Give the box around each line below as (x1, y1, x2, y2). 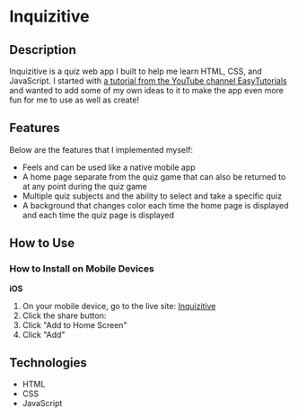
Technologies (9, 355, 88, 370)
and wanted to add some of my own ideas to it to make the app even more (9, 85, 285, 95)
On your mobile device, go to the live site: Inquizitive (22, 300, 216, 311)
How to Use (9, 235, 75, 251)
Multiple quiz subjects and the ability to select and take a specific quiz (22, 191, 283, 201)
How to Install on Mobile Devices (9, 262, 155, 275)
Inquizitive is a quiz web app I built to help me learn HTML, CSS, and (9, 66, 262, 76)
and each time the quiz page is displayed (22, 209, 175, 220)
